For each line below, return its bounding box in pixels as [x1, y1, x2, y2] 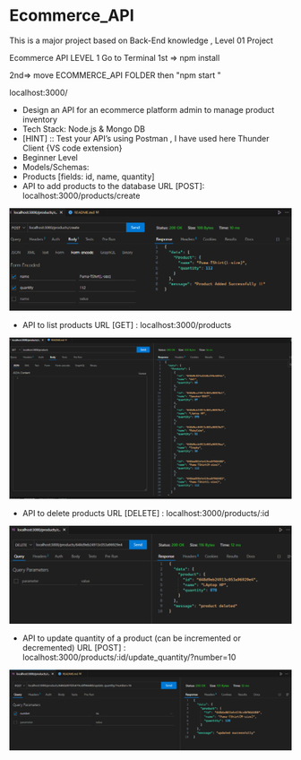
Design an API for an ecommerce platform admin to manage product [21, 104, 275, 115]
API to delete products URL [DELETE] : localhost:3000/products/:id [21, 508, 270, 519]
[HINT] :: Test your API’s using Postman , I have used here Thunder [21, 133, 270, 143]
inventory [21, 114, 58, 125]
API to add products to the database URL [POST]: [21, 180, 205, 191]
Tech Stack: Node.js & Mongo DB [21, 123, 146, 134]
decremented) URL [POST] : [21, 643, 126, 653]
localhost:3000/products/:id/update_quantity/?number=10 [21, 652, 236, 663]
